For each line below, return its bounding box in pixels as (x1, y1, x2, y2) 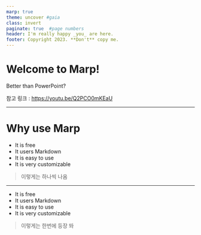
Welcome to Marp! (6, 62, 100, 76)
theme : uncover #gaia (6, 14, 60, 20)
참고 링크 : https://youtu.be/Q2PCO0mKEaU (6, 94, 113, 102)
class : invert (6, 20, 42, 26)
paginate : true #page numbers (6, 25, 84, 32)
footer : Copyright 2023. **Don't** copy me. (6, 37, 119, 43)
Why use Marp (6, 122, 81, 135)
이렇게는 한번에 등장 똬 (20, 222, 74, 229)
